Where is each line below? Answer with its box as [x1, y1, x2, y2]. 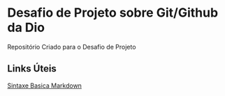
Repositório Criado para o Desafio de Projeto [7, 42, 136, 51]
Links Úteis [7, 63, 57, 74]
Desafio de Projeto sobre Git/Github [7, 5, 219, 21]
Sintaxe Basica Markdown [7, 81, 82, 90]
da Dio [7, 19, 45, 35]
